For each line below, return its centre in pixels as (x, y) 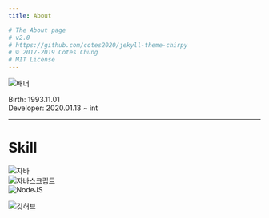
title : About (30, 16)
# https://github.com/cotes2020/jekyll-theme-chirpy (98, 45)
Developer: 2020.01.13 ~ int (53, 108)
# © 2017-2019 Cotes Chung (53, 53)
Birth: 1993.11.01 (34, 99)
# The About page (37, 30)
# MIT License (32, 60)
